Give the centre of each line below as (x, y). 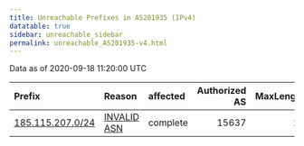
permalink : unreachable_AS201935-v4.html (89, 43)
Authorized (222, 91)
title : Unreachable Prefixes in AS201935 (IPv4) (103, 18)
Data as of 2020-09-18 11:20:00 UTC (78, 68)
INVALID (122, 117)
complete (168, 123)
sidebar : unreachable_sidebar (66, 34)
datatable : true (40, 26)
